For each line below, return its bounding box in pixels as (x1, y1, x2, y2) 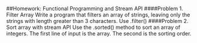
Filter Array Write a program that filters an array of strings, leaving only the (6, 11, 190, 18)
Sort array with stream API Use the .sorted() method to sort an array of (6, 24, 181, 31)
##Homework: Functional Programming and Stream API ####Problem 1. (6, 5, 184, 12)
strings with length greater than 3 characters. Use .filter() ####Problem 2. (6, 18, 189, 24)
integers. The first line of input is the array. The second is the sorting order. (6, 30, 192, 37)
